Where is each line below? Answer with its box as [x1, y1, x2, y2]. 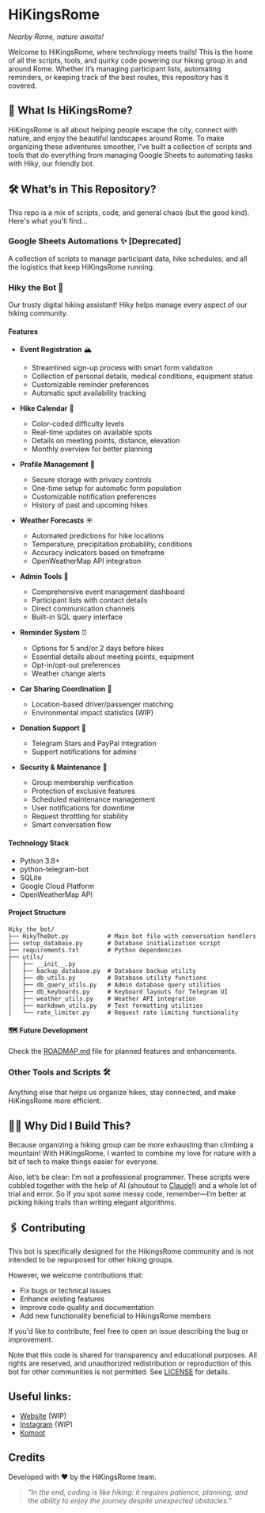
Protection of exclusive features [31, 787, 136, 796]
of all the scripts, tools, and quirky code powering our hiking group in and [8, 56, 248, 65]
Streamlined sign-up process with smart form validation [31, 363, 214, 373]
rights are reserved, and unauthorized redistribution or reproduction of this [8, 1358, 252, 1368]
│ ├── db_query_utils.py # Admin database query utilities [8, 981, 221, 989]
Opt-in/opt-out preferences [31, 661, 121, 670]
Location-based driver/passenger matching [31, 699, 174, 709]
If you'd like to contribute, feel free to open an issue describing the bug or [8, 1326, 249, 1335]
